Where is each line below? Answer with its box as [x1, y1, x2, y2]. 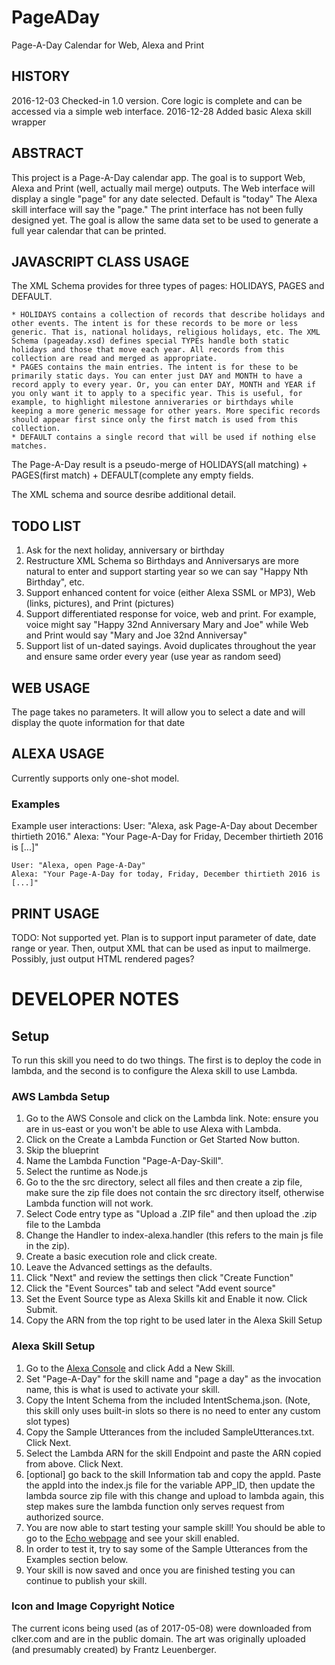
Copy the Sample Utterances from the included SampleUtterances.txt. [25, 1426, 315, 1438]
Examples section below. [25, 1553, 129, 1565]
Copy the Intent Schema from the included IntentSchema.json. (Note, [25, 1394, 311, 1406]
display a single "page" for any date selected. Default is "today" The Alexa [11, 192, 318, 205]
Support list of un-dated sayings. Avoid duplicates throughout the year [25, 640, 317, 652]
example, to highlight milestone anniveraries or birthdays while [11, 397, 294, 408]
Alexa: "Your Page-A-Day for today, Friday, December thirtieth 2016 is [11, 869, 321, 880]
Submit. [25, 1304, 58, 1316]
